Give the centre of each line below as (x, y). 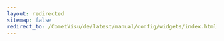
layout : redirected (36, 14)
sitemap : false (29, 20)
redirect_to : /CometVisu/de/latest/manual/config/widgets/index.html (112, 26)
